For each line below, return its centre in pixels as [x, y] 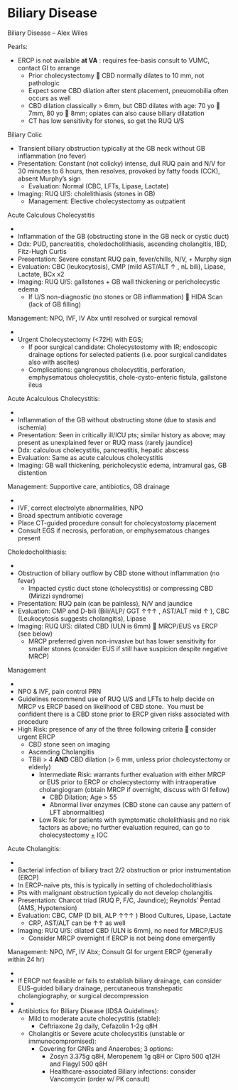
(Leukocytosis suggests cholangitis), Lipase [82, 618]
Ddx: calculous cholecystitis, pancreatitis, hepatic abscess [103, 450]
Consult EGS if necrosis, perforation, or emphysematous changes [114, 530]
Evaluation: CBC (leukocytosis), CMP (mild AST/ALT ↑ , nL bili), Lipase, [121, 266]
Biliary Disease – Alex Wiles [48, 33]
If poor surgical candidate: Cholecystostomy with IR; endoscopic [123, 347]
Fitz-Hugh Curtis [42, 251]
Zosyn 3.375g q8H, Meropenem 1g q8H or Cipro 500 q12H [135, 1056]
